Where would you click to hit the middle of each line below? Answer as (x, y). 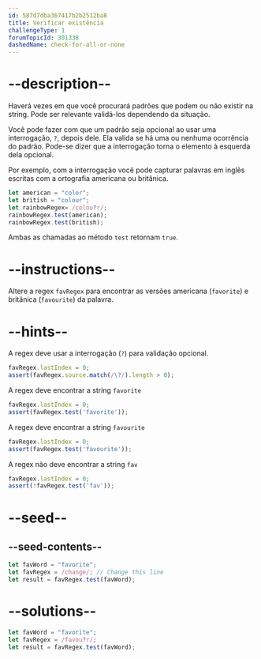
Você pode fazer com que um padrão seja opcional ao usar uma (112, 130)
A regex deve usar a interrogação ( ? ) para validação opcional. (108, 353)
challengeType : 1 (37, 30)
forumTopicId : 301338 (44, 38)
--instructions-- (62, 269)
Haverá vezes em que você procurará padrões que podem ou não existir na (131, 106)
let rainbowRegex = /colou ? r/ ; (58, 207)
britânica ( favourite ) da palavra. (61, 299)
